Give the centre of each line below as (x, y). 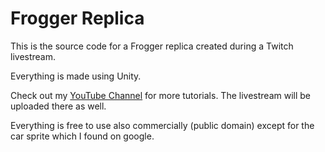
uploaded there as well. (58, 106)
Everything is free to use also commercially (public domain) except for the (162, 125)
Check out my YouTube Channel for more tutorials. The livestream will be (160, 95)
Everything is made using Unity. (76, 76)
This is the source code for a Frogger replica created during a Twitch (152, 46)
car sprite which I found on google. (82, 136)
